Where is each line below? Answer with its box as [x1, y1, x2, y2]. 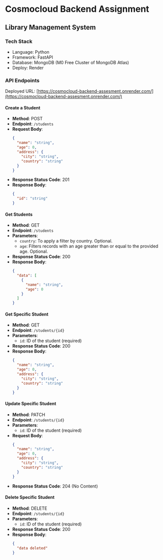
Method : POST [12, 116, 43, 122]
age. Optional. [19, 248, 48, 254]
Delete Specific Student [5, 494, 55, 500]
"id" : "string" [17, 196, 48, 201]
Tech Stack [5, 38, 33, 45]
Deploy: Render [12, 65, 44, 70]
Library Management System [5, 23, 96, 32]
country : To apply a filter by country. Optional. [19, 238, 113, 244]
